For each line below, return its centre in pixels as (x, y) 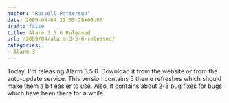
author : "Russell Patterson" (49, 13)
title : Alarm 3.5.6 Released (49, 33)
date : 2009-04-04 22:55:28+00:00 (55, 20)
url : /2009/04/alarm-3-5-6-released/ (61, 39)
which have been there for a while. (56, 93)
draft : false (26, 26)
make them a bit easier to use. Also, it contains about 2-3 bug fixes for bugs (115, 86)
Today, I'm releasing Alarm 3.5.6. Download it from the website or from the (112, 71)
